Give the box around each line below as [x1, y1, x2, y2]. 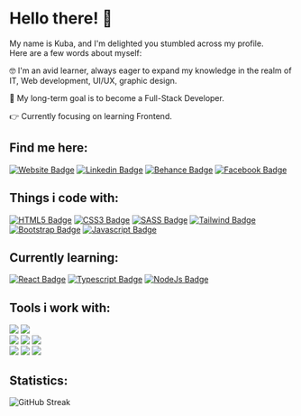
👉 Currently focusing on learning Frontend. [9, 110, 173, 121]
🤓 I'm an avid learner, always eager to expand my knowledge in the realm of [9, 65, 292, 76]
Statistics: [9, 373, 68, 388]
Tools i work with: [9, 300, 111, 315]
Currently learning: [9, 250, 119, 265]
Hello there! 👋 [9, 8, 113, 29]
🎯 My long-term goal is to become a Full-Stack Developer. [9, 92, 225, 103]
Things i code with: [9, 190, 119, 206]
